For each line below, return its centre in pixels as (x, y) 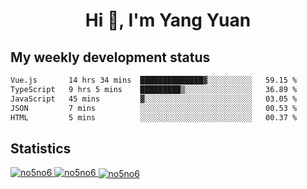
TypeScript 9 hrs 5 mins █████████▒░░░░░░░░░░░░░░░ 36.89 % (154, 89)
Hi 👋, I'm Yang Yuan (168, 20)
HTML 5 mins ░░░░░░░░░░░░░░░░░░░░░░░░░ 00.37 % (154, 117)
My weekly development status (110, 57)
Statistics (41, 148)
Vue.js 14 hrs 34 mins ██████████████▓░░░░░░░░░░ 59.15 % (154, 80)
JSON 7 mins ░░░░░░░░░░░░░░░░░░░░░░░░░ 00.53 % (154, 108)
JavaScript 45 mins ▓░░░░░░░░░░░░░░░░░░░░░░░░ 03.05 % (154, 99)
